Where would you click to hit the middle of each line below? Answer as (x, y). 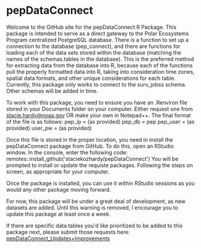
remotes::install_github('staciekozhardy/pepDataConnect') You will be (92, 159)
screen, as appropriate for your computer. (58, 171)
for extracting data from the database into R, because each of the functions (100, 65)
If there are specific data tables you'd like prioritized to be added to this (94, 225)
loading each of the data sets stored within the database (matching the (94, 52)
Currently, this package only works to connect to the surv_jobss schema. (96, 84)
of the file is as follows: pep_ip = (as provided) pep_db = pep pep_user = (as (100, 121)
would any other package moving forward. (58, 189)
